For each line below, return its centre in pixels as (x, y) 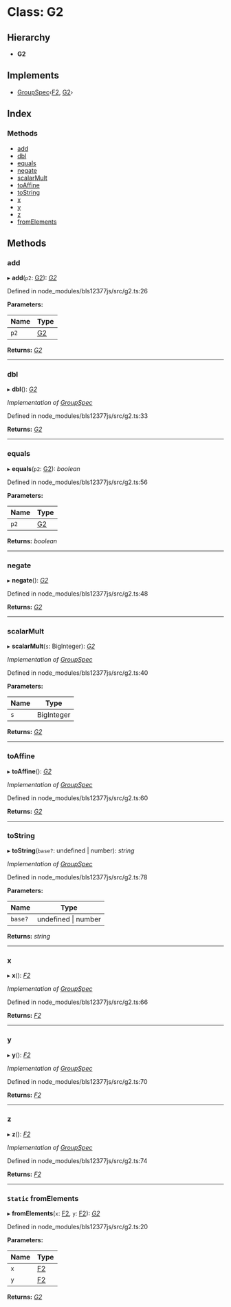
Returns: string (29, 936)
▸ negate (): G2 (28, 581)
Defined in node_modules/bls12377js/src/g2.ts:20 (78, 1227)
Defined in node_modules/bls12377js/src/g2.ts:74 (77, 1160)
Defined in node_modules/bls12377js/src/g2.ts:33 (78, 416)
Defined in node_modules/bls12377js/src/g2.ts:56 (77, 482)
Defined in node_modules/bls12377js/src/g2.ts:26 (78, 291)
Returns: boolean (32, 541)
